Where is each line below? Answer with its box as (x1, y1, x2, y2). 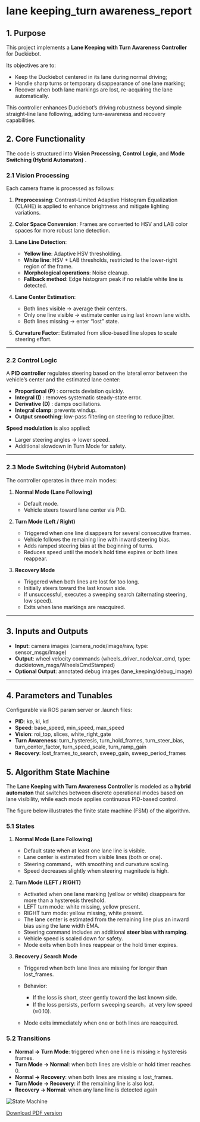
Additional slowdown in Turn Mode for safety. (14, 442, 127, 450)
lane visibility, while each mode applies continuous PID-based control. (6, 796, 179, 803)
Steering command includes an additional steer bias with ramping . (23, 928, 189, 936)
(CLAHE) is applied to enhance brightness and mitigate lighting (14, 203, 170, 210)
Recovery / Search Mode (14, 953, 77, 960)
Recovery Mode (14, 566, 55, 573)
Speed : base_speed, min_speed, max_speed (14, 724, 124, 732)
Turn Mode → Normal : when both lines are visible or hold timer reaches (14, 1060, 191, 1068)
